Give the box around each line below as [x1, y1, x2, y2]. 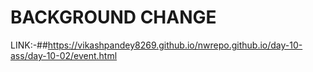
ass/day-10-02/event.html [10, 49, 118, 61]
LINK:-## [10, 39, 48, 51]
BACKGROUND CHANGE [10, 6, 217, 29]
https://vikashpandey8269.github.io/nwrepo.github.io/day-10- [47, 39, 303, 51]
